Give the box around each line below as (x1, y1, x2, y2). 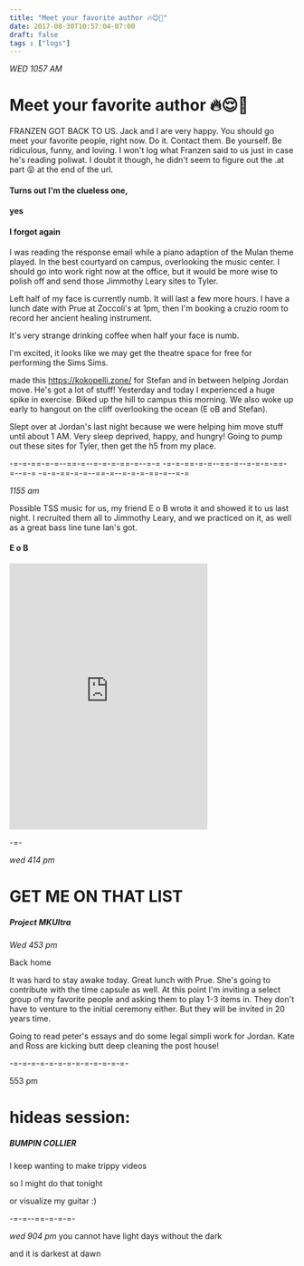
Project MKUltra (9, 916, 71, 927)
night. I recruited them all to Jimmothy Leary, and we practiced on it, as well (9, 512, 292, 523)
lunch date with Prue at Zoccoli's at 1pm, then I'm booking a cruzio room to (9, 303, 289, 314)
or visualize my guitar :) (9, 1195, 97, 1206)
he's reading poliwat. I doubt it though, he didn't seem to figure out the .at (9, 155, 285, 166)
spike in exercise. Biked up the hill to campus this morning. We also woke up (9, 393, 294, 404)
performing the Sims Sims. (9, 357, 109, 368)
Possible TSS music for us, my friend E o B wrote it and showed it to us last (9, 502, 290, 513)
